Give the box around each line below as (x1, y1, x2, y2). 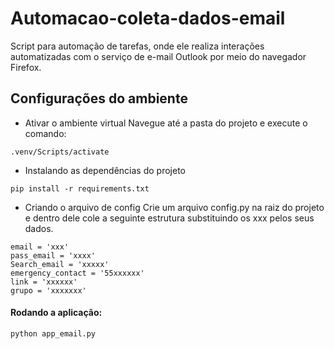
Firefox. (10, 61, 42, 73)
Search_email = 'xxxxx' (10, 259, 110, 269)
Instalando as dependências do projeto (24, 164, 186, 176)
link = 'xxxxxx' (10, 277, 78, 287)
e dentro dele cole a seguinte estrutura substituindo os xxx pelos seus (24, 212, 315, 224)
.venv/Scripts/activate (10, 147, 110, 157)
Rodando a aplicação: (10, 307, 103, 319)
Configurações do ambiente (10, 90, 188, 107)
